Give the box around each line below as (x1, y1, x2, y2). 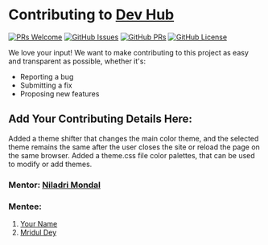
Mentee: (8, 201, 42, 212)
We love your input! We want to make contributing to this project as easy (8, 47, 249, 57)
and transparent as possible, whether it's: (8, 56, 146, 66)
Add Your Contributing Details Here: (8, 112, 193, 126)
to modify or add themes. (8, 159, 93, 169)
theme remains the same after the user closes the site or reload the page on (8, 142, 260, 152)
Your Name (19, 218, 58, 228)
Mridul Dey (19, 227, 57, 237)
